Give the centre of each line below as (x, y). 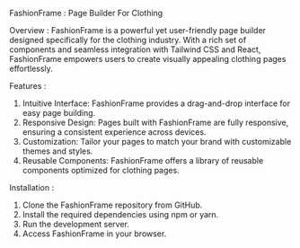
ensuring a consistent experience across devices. (114, 132)
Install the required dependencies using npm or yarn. (120, 214)
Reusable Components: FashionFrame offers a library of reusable (143, 160)
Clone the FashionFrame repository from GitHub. (112, 205)
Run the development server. (76, 224)
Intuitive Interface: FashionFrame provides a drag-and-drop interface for (156, 103)
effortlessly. (31, 68)
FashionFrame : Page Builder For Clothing (86, 13)
